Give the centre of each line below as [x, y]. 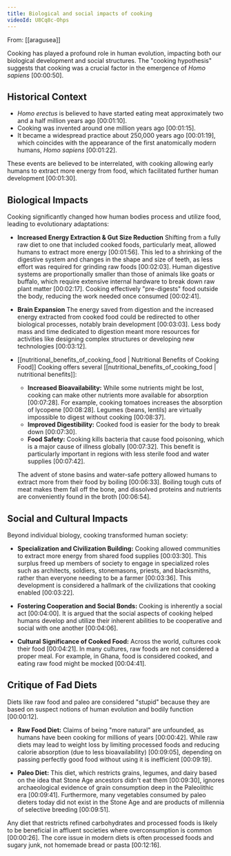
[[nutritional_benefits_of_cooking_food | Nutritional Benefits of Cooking [118, 360]
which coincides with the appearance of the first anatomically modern [117, 143]
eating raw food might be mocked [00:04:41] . [82, 663]
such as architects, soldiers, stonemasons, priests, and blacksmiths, [114, 570]
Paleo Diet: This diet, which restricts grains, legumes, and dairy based [117, 772]
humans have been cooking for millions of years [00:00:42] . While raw [118, 737]
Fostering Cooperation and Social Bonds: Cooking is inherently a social [120, 606]
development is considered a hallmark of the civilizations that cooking [116, 585]
